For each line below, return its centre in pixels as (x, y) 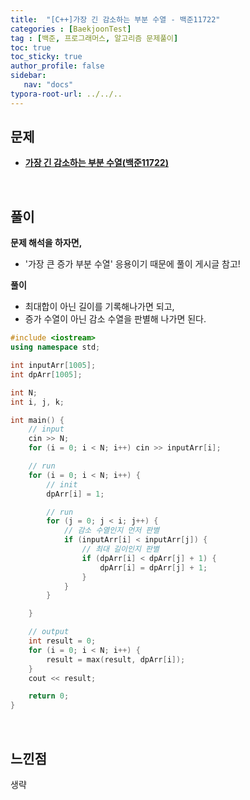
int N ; (24, 392)
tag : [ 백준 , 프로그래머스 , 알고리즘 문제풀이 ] (94, 38)
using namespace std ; (55, 347)
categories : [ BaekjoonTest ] (71, 29)
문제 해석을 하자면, (46, 243)
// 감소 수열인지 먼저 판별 (111, 531)
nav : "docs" (48, 85)
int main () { (37, 420)
